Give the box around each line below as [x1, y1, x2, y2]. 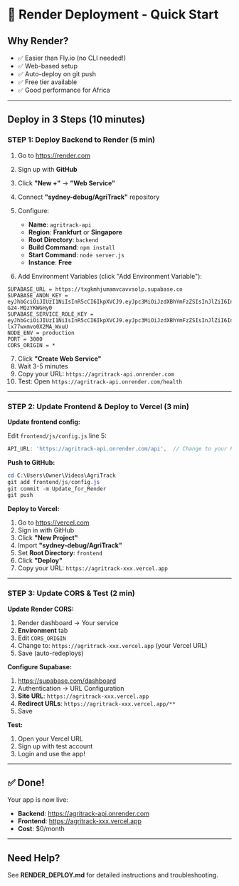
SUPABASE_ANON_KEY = [7, 292, 69, 299]
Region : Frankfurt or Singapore [28, 227, 123, 236]
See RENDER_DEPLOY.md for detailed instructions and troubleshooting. [7, 871, 219, 880]
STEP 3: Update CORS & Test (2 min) [7, 588, 135, 598]
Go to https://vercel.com [17, 518, 90, 527]
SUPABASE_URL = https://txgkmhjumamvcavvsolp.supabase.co [7, 285, 183, 293]
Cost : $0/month [17, 825, 65, 833]
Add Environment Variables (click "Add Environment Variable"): [17, 272, 203, 280]
